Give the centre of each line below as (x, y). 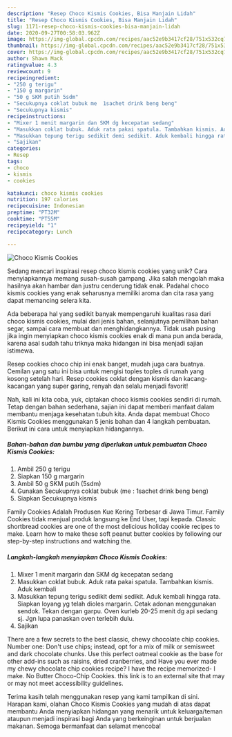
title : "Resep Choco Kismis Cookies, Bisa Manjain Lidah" (92, 20)
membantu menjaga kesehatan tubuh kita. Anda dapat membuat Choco (109, 414)
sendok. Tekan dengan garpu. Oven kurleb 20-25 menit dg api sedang (117, 611)
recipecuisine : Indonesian (46, 206)
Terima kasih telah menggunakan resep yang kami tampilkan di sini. (103, 697)
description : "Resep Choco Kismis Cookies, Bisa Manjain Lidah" (101, 13)
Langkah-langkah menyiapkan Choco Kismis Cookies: (87, 557)
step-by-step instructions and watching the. (70, 541)
